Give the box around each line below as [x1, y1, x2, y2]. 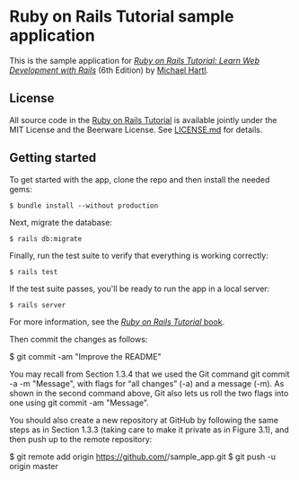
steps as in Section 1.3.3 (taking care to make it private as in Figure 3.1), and [9, 424, 289, 435]
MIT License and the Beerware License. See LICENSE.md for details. [9, 124, 263, 135]
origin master [9, 460, 58, 471]
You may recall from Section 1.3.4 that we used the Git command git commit [9, 369, 290, 379]
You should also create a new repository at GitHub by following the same [9, 414, 278, 425]
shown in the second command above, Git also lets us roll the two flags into [9, 387, 289, 398]
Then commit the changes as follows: [9, 333, 148, 344]
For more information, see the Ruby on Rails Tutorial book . [9, 316, 225, 327]
